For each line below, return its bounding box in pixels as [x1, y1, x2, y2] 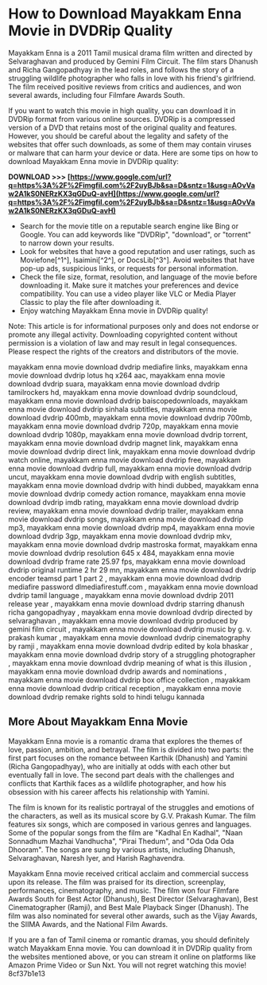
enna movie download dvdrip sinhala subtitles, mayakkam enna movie [8, 404, 238, 414]
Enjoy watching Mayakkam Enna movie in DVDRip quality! [19, 306, 209, 315]
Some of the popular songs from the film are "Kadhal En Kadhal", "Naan [8, 827, 243, 837]
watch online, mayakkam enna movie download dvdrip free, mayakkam [8, 455, 241, 464]
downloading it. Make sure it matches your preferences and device [19, 280, 239, 290]
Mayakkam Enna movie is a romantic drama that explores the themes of [8, 736, 242, 745]
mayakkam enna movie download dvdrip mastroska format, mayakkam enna [8, 539, 258, 549]
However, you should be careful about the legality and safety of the [8, 131, 229, 140]
